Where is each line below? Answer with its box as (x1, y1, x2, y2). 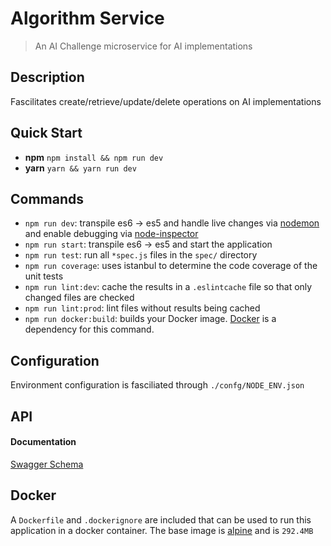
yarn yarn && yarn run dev (24, 162, 137, 174)
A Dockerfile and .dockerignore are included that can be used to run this (10, 513, 312, 526)
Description (10, 69, 85, 86)
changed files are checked (24, 292, 135, 304)
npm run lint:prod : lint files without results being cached (24, 302, 261, 314)
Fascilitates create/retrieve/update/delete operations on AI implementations (10, 95, 322, 107)
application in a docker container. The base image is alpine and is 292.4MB (10, 524, 314, 536)
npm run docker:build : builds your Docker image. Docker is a (24, 313, 277, 325)
